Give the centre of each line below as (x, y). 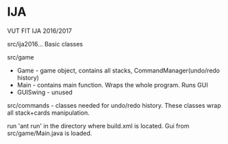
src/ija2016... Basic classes (45, 44)
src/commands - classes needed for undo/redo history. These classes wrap (114, 105)
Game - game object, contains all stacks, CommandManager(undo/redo (118, 70)
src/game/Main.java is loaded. (50, 133)
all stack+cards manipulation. (49, 113)
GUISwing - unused (45, 92)
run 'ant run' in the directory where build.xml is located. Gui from (98, 126)
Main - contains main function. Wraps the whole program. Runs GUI (112, 85)
